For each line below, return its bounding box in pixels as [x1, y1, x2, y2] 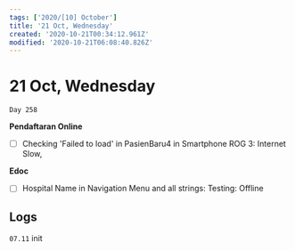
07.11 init [9, 233, 43, 244]
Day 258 [9, 106, 38, 115]
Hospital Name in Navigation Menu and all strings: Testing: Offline [21, 183, 265, 194]
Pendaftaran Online [9, 121, 83, 132]
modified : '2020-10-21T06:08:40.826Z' [9, 37, 153, 47]
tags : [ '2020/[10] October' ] [9, 12, 118, 22]
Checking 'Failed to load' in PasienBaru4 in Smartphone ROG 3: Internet [21, 139, 287, 150]
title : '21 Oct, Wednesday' [9, 21, 114, 30]
